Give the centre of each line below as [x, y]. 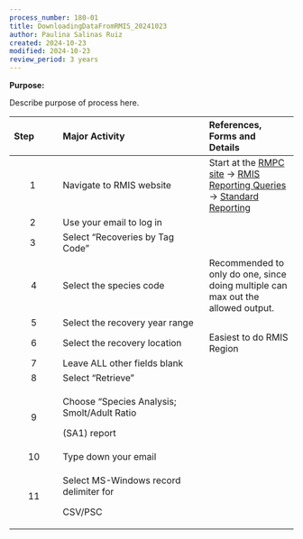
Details [225, 147]
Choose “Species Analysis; [119, 402]
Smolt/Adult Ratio [100, 413]
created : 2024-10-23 [48, 43]
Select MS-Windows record [122, 480]
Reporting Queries [248, 185]
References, [235, 125]
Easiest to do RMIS [248, 337]
